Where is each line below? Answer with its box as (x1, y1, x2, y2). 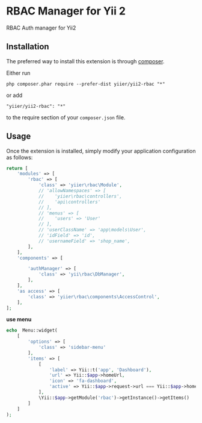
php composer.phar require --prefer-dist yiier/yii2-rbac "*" (6, 81, 165, 87)
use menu (6, 316, 32, 323)
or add (6, 92, 23, 99)
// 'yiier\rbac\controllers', (38, 193, 122, 199)
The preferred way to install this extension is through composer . (6, 57, 165, 64)
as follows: (6, 154, 33, 161)
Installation (6, 42, 49, 52)
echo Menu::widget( (6, 327, 58, 334)
